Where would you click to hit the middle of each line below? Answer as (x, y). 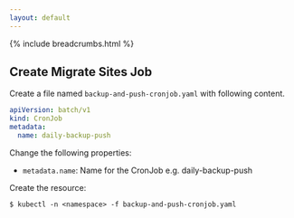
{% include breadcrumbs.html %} (71, 43)
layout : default (40, 18)
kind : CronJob (36, 118)
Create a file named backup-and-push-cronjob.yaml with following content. (147, 94)
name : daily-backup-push (64, 136)
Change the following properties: (71, 152)
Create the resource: (48, 187)
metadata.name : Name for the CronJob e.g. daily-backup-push (138, 170)
